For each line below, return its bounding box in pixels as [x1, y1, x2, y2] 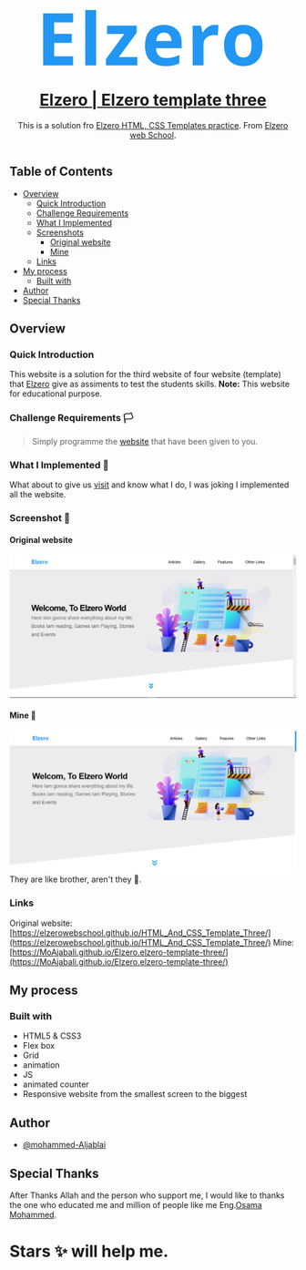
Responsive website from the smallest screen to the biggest [22, 1089, 248, 1100]
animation [22, 1060, 61, 1070]
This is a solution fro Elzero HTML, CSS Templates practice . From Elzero [17, 119, 289, 130]
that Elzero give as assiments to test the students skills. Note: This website [9, 379, 290, 390]
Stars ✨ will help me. [9, 1241, 169, 1262]
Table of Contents [9, 164, 114, 179]
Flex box [22, 1040, 56, 1051]
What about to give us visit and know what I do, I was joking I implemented [9, 479, 290, 490]
